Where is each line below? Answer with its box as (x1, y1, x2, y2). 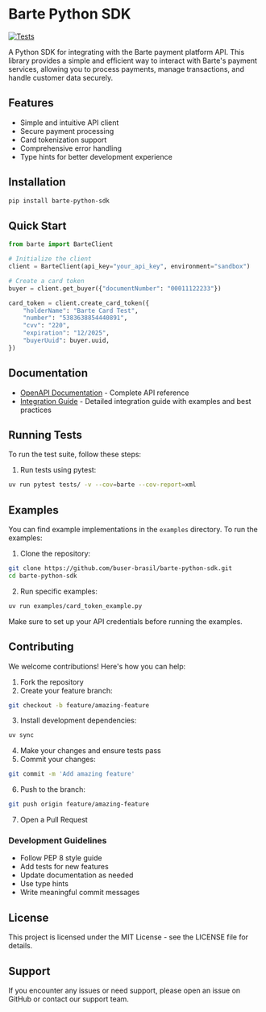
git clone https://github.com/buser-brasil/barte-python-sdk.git (8, 564, 232, 573)
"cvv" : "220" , (23, 322, 70, 330)
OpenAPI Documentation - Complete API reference (19, 388, 189, 398)
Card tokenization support (19, 135, 107, 144)
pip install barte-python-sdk (8, 197, 110, 205)
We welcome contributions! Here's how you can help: (8, 661, 186, 671)
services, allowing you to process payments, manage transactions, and (8, 64, 244, 73)
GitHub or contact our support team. (8, 993, 129, 1004)
